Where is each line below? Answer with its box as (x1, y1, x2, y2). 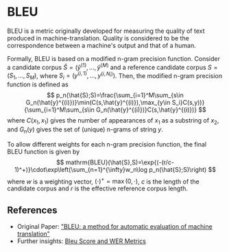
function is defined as (7, 80, 69, 89)
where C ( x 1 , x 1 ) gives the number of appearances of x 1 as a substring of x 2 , (7, 116, 219, 126)
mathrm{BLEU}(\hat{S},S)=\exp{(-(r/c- (65, 158, 175, 166)
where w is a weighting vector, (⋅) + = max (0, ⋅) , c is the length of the (7, 176, 200, 186)
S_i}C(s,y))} (171, 99, 205, 107)
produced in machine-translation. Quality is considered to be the (7, 34, 190, 42)
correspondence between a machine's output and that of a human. (7, 41, 197, 49)
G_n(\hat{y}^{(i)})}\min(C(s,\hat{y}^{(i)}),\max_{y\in (25, 99, 171, 107)
